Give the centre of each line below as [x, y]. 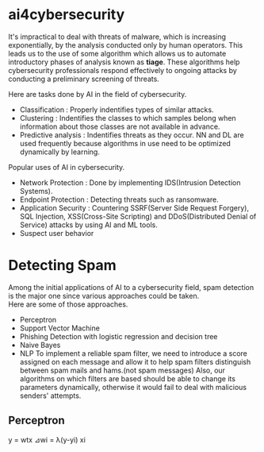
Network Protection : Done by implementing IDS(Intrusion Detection [130, 182]
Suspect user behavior [57, 233]
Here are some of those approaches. [68, 304]
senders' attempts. [50, 396]
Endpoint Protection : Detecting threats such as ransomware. [119, 199]
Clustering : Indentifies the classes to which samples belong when [128, 118]
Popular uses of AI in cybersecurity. [67, 167]
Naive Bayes [40, 345]
